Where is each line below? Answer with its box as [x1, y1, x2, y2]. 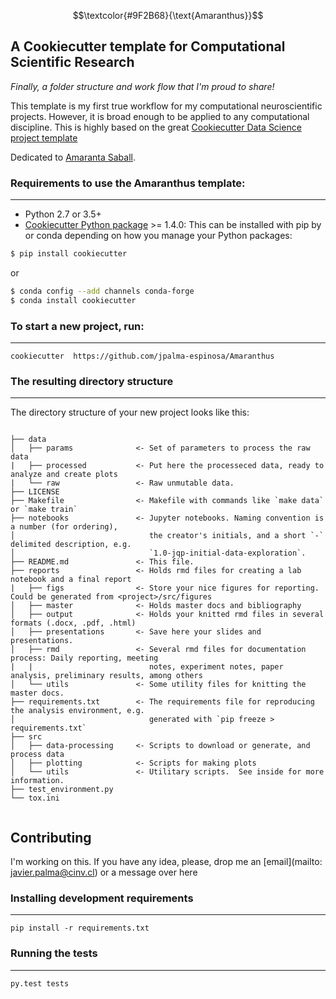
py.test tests [10, 978, 70, 989]
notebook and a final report [10, 575, 132, 585]
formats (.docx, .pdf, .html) [10, 618, 137, 629]
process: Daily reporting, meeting [10, 653, 159, 664]
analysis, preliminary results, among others [10, 671, 203, 681]
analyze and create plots [10, 470, 118, 480]
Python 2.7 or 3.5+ [24, 208, 102, 220]
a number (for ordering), [10, 522, 118, 532]
